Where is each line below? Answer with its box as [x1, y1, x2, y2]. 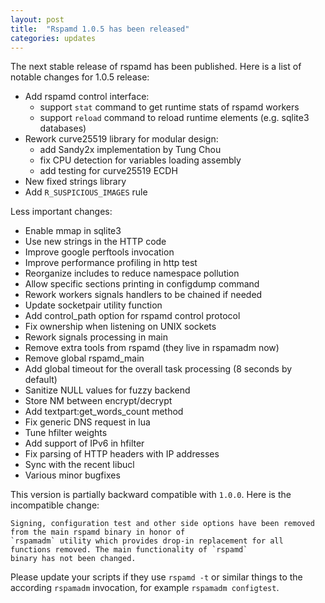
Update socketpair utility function [24, 299, 163, 311]
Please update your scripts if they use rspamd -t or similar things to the [10, 571, 303, 583]
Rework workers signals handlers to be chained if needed [24, 289, 263, 301]
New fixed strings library [24, 176, 127, 188]
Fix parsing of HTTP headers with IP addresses [24, 448, 220, 460]
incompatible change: [10, 499, 100, 511]
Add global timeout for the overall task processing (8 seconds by [24, 363, 293, 375]
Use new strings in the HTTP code [24, 236, 167, 248]
